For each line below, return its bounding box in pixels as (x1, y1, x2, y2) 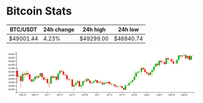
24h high (82, 26, 106, 33)
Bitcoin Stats (6, 4, 72, 18)
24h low (117, 26, 139, 33)
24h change (43, 26, 75, 33)
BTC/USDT (10, 26, 38, 33)
